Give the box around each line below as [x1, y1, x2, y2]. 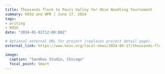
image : [5, 52, 19, 57]
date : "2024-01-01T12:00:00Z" [5, 30, 67, 35]
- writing [5, 21, 26, 26]
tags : [5, 16, 16, 21]
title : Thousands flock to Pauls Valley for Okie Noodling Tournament [5, 7, 153, 12]
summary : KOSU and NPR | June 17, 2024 [5, 12, 87, 17]
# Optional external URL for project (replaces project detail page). [5, 39, 153, 44]
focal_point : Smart [9, 61, 50, 66]
